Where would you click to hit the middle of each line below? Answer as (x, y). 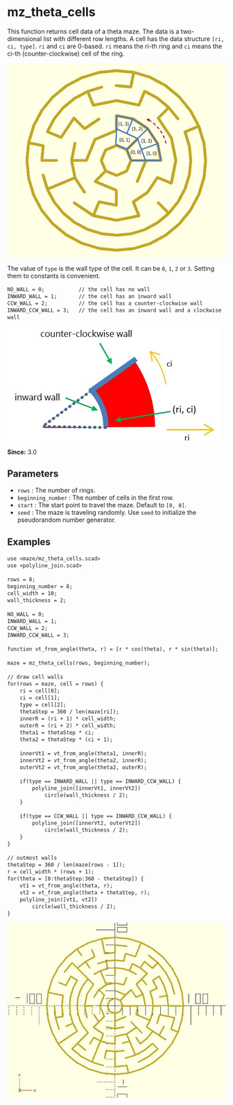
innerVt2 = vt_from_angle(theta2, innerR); (84, 761)
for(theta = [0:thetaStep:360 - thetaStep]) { (76, 879)
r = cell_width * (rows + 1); (51, 872)
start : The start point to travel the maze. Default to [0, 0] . (102, 505)
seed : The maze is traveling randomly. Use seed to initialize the (106, 513)
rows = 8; (21, 580)
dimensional (25, 38)
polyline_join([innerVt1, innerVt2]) (86, 788)
